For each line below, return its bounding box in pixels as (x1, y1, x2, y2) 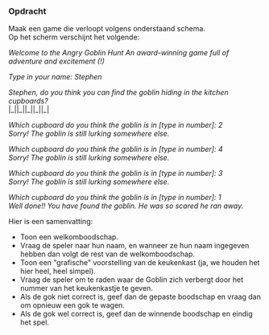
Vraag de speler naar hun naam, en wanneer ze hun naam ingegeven (19, 241, 250, 251)
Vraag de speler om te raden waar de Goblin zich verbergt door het (19, 275, 244, 284)
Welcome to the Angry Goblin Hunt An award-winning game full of (8, 48, 230, 58)
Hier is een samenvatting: (8, 217, 93, 227)
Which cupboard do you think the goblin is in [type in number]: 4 (8, 145, 223, 154)
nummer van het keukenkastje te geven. (19, 284, 153, 293)
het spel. (19, 317, 50, 327)
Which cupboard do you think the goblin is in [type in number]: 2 (8, 121, 223, 130)
